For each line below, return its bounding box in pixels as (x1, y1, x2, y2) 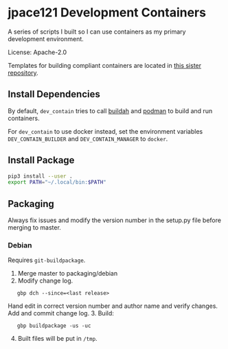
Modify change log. (17, 276, 73, 285)
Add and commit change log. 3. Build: (8, 309, 114, 317)
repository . (8, 69, 38, 77)
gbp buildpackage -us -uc (16, 322, 91, 330)
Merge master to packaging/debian (17, 269, 118, 278)
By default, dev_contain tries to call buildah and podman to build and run (8, 106, 213, 115)
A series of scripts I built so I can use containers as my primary (8, 27, 186, 36)
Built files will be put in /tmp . (17, 335, 98, 343)
